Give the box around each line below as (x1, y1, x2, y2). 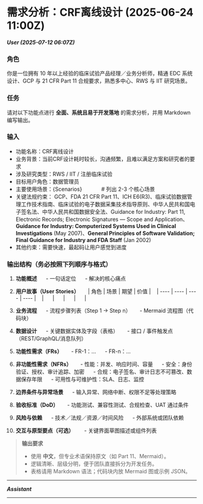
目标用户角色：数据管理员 (15, 177, 80, 185)
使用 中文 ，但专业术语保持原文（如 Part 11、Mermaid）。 (30, 453, 170, 460)
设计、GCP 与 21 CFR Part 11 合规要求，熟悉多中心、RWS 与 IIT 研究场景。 (7, 77, 191, 85)
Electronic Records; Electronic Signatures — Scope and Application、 (15, 215, 189, 223)
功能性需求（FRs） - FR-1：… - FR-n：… (15, 348, 131, 355)
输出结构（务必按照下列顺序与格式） (7, 260, 112, 269)
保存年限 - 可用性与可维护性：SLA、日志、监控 (20, 375, 145, 383)
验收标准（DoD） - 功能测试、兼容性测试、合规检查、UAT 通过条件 (15, 401, 189, 409)
